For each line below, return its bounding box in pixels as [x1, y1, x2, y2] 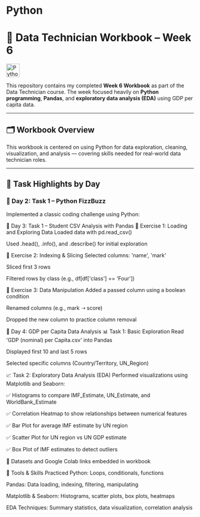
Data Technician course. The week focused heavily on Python [6, 88, 159, 96]
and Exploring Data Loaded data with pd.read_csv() [6, 228, 132, 236]
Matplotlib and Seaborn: [6, 380, 65, 387]
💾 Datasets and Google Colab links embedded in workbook [6, 457, 151, 464]
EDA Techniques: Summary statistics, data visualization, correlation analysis [6, 504, 193, 511]
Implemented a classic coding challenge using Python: [6, 210, 140, 218]
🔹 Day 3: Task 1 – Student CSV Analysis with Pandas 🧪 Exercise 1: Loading [6, 222, 187, 229]
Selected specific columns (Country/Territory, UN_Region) [6, 359, 149, 367]
